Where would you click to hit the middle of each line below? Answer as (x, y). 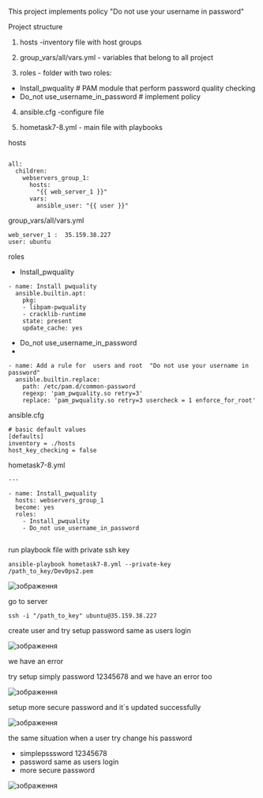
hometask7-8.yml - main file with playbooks (91, 127)
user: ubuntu (30, 242)
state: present (47, 321)
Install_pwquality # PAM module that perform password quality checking (137, 88)
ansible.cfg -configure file (62, 112)
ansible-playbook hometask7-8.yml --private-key (90, 564)
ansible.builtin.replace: (58, 380)
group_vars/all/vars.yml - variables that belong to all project (116, 57)
